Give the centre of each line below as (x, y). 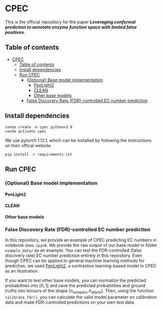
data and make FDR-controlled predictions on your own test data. (70, 302)
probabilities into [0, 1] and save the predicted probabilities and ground (75, 285)
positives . (15, 32)
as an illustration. (22, 271)
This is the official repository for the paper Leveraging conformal (70, 22)
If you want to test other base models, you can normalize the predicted (76, 280)
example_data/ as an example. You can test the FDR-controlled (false (73, 250)
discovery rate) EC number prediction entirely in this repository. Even (74, 255)
